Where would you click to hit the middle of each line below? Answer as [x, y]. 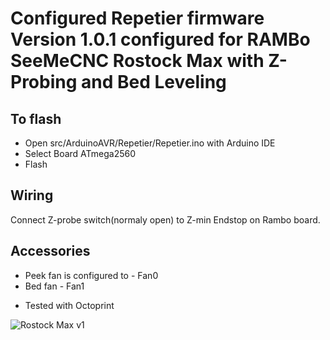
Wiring [32, 195]
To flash [36, 118]
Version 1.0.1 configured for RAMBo [160, 39]
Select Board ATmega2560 [80, 153]
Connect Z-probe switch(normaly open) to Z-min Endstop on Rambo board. [165, 219]
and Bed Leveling [154, 82]
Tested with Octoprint [69, 305]
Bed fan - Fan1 [54, 286]
